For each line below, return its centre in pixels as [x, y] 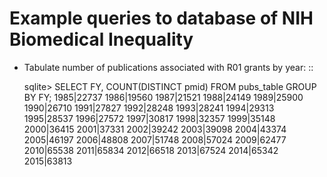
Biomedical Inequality [101, 39]
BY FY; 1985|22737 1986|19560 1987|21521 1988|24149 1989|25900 [163, 97]
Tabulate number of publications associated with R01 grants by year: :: [168, 67]
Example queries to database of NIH [161, 18]
